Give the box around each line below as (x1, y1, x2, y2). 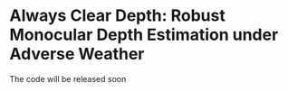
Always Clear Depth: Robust (9, 5, 226, 26)
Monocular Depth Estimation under (9, 24, 279, 45)
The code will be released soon (9, 73, 127, 84)
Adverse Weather (9, 44, 145, 64)
